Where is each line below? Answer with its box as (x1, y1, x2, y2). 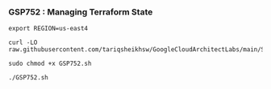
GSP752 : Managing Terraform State (8, 6, 153, 18)
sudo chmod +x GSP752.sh (8, 59, 92, 68)
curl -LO (8, 38, 38, 47)
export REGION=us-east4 (8, 25, 89, 33)
